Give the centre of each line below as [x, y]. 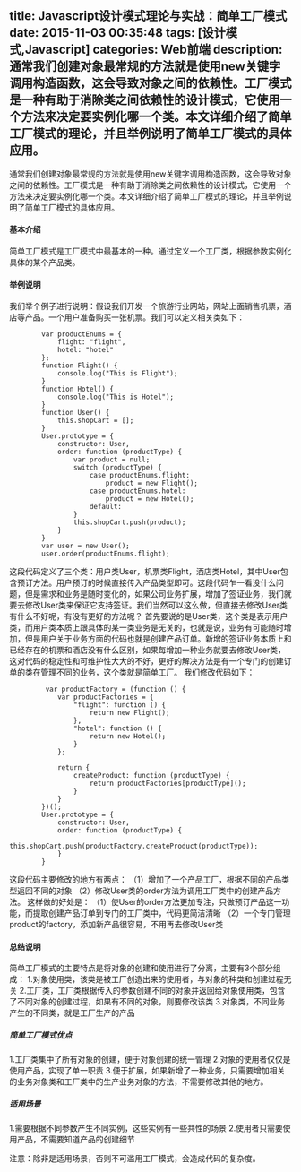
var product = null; [112, 460]
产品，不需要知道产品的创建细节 [76, 1140]
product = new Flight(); [152, 483]
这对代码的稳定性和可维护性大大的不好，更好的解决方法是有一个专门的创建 [146, 661]
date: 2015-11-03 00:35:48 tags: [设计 [118, 33]
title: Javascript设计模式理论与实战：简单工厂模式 [148, 16]
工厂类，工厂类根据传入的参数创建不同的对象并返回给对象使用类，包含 [156, 991]
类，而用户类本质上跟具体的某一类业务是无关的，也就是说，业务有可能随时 [146, 628]
